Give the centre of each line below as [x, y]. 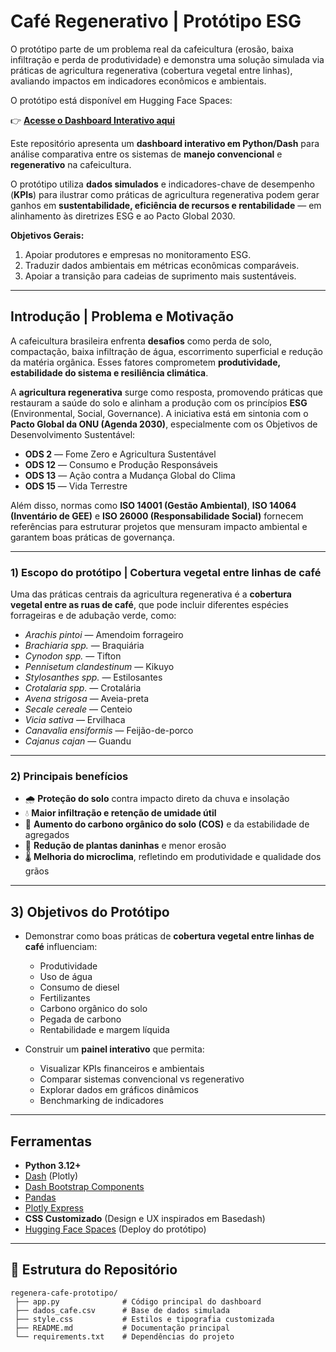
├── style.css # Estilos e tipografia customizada [144, 1319]
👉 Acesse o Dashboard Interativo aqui [92, 120]
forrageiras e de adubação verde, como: [93, 616]
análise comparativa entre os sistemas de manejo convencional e [146, 154]
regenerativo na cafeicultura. [71, 164]
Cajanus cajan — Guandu [78, 741]
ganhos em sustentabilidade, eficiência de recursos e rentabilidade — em [166, 205]
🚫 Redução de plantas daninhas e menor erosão [125, 846]
